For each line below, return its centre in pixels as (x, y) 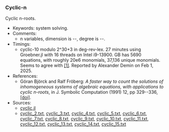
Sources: (22, 103)
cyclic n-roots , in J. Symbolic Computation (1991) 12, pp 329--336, (89, 92)
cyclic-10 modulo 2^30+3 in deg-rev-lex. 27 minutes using (80, 50)
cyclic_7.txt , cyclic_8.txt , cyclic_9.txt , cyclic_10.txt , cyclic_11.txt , (84, 119)
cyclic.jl (28, 108)
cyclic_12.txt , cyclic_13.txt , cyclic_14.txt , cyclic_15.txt (73, 124)
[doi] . (26, 97)
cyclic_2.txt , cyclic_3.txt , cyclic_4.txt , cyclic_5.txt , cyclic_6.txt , (83, 113)
